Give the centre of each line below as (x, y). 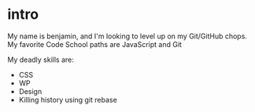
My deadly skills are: (41, 60)
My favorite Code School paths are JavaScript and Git (95, 44)
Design (30, 91)
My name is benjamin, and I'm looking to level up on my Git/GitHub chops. (127, 36)
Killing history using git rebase (68, 99)
